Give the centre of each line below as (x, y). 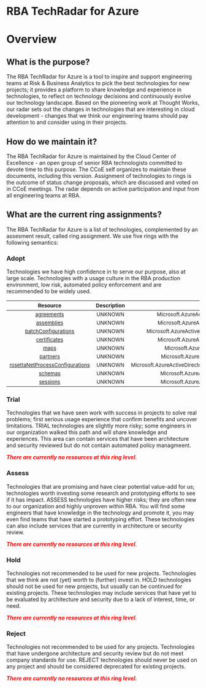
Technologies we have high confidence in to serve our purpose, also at (96, 272)
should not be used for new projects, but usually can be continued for (94, 586)
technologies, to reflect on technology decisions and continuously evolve (99, 96)
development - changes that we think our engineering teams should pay (97, 116)
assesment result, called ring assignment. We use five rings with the (93, 236)
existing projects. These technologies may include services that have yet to (101, 593)
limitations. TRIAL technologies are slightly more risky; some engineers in (99, 426)
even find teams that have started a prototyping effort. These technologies (101, 519)
